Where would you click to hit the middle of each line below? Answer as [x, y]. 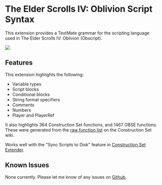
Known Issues [27, 165]
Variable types [27, 84]
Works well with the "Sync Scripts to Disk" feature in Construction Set [75, 144]
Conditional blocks [31, 94]
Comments [23, 105]
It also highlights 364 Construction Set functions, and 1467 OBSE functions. [81, 125]
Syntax [20, 19]
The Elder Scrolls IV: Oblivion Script [79, 9]
